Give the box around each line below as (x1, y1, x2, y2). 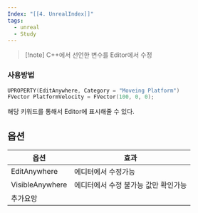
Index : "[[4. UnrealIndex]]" (7, 10, 94, 18)
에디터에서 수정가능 (73, 167, 135, 177)
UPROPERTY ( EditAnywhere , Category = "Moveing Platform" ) (7, 87, 180, 94)
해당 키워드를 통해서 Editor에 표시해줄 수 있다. (7, 108, 135, 116)
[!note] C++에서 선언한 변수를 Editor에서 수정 (24, 51, 152, 59)
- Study (14, 30, 37, 38)
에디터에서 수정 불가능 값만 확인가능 (73, 180, 187, 190)
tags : (7, 17, 24, 24)
